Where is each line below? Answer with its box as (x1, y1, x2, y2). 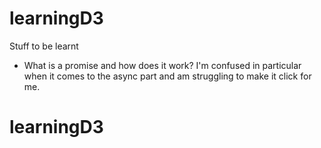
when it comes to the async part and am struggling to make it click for (23, 70, 312, 82)
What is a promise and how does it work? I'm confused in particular (23, 59, 302, 71)
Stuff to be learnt (9, 40, 79, 52)
